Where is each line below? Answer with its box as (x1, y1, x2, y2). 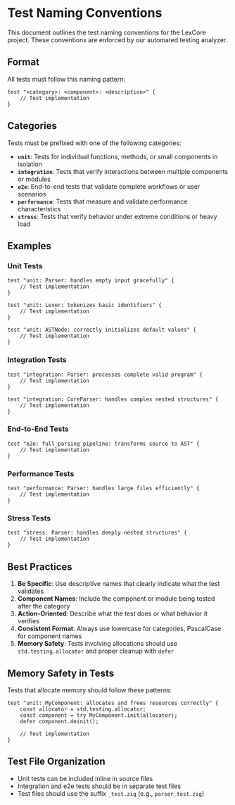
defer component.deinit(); (20, 718, 99, 725)
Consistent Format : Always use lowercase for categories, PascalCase (17, 625, 222, 633)
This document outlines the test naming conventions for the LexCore (7, 28, 206, 37)
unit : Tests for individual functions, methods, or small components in (17, 152, 218, 161)
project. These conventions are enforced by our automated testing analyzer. (7, 35, 228, 44)
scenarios (17, 189, 47, 198)
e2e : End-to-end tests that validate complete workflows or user (17, 182, 201, 191)
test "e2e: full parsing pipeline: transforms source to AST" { (7, 440, 200, 447)
